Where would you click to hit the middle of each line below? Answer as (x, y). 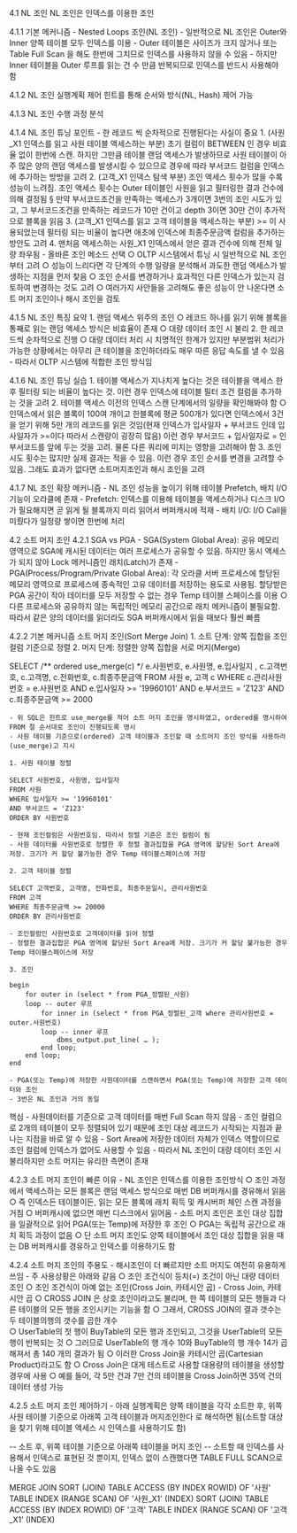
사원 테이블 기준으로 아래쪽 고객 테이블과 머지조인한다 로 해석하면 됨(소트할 (138, 1417)
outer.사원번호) (35, 1023)
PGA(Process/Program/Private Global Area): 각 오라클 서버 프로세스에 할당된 (145, 573)
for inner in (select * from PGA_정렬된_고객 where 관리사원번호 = (157, 1013)
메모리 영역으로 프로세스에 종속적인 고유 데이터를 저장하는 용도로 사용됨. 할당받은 (148, 584)
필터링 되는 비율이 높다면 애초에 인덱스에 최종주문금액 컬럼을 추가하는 (166, 232)
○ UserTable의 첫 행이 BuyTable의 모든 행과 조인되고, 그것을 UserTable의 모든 (146, 1332)
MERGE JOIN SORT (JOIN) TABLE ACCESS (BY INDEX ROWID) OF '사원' (140, 1487)
